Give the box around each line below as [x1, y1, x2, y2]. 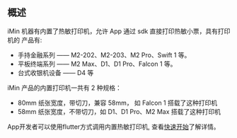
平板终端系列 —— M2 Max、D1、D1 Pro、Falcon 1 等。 [17, 59, 177, 68]
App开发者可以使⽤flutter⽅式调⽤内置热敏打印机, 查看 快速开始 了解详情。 [7, 122, 221, 131]
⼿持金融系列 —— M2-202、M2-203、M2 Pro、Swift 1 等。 [17, 50, 191, 59]
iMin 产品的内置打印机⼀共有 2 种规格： [7, 84, 122, 92]
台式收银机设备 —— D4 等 [17, 68, 94, 76]
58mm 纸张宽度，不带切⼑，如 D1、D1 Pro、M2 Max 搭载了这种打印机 [17, 107, 221, 115]
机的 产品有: [7, 35, 42, 44]
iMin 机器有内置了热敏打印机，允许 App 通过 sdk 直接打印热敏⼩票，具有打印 [7, 27, 231, 35]
